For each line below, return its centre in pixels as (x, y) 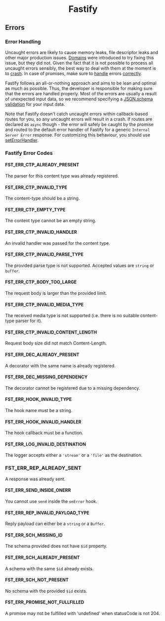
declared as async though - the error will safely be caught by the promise (80, 124)
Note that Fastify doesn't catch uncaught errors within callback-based (77, 114)
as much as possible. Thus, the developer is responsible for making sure (79, 88)
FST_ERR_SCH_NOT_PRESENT (37, 580)
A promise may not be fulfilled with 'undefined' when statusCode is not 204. (83, 613)
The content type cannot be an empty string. (51, 221)
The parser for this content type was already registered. (62, 176)
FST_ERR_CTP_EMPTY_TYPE (35, 209)
